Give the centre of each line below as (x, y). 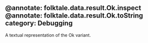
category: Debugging (39, 23)
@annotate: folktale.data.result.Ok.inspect (73, 8)
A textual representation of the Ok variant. (48, 35)
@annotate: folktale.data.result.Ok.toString (74, 16)
